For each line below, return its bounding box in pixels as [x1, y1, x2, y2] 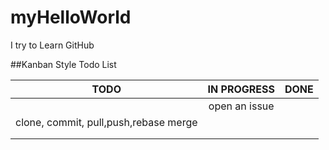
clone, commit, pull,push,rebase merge [15, 115, 198, 129]
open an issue [208, 99, 275, 113]
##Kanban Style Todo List [10, 58, 117, 70]
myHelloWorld [10, 6, 132, 29]
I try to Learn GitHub [10, 39, 95, 51]
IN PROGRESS [207, 82, 275, 96]
